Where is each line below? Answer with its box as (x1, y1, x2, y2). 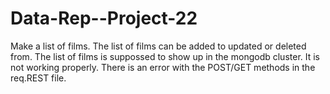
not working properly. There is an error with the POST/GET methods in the (10, 61, 316, 73)
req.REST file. (10, 72, 67, 84)
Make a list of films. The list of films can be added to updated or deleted (10, 40, 307, 52)
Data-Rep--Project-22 (10, 7, 198, 30)
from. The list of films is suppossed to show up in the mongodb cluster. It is (10, 50, 321, 62)
